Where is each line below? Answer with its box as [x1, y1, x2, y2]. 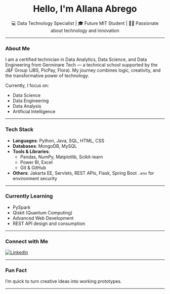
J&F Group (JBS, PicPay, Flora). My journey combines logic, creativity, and [5, 67, 161, 74]
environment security [12, 175, 57, 181]
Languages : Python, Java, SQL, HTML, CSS [12, 138, 105, 144]
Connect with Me [5, 238, 49, 245]
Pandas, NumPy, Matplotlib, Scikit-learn [20, 153, 103, 160]
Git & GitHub [20, 165, 47, 171]
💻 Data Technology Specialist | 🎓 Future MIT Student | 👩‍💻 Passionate [11, 20, 159, 26]
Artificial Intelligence [12, 109, 56, 115]
